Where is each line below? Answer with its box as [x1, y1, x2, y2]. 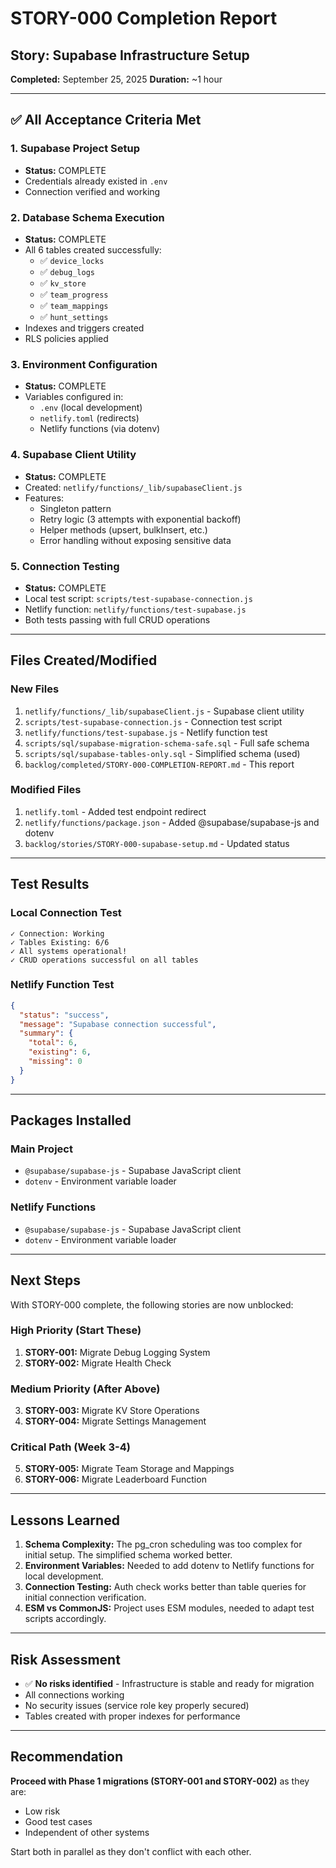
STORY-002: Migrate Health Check [24, 1357, 172, 1369]
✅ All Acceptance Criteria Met [10, 112, 202, 129]
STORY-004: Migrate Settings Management [24, 1415, 207, 1427]
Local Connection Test [10, 906, 122, 920]
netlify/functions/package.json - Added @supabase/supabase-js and [24, 816, 320, 828]
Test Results [10, 876, 90, 893]
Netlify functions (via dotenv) [39, 423, 161, 435]
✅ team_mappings [39, 299, 109, 311]
